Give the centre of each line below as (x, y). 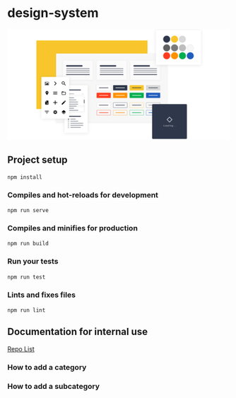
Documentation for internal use (78, 332)
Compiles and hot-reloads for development (83, 194)
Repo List (21, 349)
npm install (25, 177)
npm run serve (28, 211)
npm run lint (26, 310)
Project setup (38, 160)
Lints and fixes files (42, 295)
